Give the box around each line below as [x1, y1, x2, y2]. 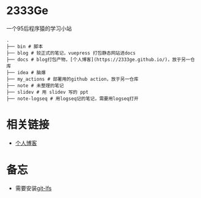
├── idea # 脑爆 [6, 69, 46, 75]
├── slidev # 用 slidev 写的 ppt [6, 89, 89, 95]
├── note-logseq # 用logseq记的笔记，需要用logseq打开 [6, 96, 139, 102]
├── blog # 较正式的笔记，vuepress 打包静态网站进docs [6, 50, 136, 56]
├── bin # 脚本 [6, 44, 43, 50]
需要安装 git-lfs [15, 185, 52, 192]
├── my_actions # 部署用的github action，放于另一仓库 [6, 76, 139, 82]
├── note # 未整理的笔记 [6, 82, 64, 89]
